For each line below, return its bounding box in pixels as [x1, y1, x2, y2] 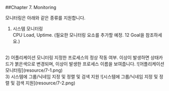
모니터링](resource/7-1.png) [5, 67, 63, 73]
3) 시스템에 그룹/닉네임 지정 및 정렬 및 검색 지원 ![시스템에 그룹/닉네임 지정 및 [5, 74, 158, 79]
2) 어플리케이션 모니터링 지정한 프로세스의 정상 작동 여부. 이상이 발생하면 [5, 54, 150, 60]
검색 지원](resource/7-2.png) [16, 80, 75, 86]
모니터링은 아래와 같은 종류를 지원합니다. [5, 15, 86, 21]
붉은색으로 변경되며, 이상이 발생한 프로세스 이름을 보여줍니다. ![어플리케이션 [14, 61, 164, 67]
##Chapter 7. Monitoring [5, 5, 57, 10]
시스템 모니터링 [12, 25, 43, 32]
